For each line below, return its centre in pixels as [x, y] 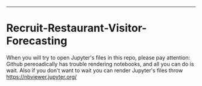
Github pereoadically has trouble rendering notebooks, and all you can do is [100, 64]
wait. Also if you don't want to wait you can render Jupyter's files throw [95, 70]
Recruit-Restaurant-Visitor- [77, 28]
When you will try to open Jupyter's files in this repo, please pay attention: [98, 57]
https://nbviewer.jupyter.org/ [41, 76]
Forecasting [37, 41]
